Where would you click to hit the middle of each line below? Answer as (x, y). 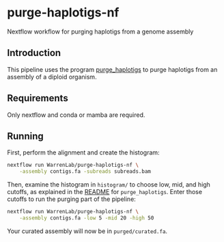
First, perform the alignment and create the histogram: (83, 152)
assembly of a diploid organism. (52, 77)
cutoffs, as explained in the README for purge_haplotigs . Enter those (105, 192)
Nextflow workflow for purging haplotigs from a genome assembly (100, 31)
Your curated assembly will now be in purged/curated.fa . (87, 231)
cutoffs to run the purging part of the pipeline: (72, 199)
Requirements (38, 98)
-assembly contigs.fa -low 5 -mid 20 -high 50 (87, 218)
